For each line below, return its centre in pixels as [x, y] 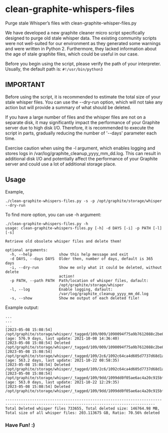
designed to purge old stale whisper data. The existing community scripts [81, 38]
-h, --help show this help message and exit [69, 254]
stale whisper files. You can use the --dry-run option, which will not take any [84, 102]
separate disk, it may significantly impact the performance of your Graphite [82, 122]
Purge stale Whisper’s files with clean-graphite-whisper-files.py [71, 23]
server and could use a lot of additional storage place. [61, 164]
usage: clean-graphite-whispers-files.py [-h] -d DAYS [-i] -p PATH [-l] [84, 228]
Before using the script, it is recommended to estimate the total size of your [83, 96]
